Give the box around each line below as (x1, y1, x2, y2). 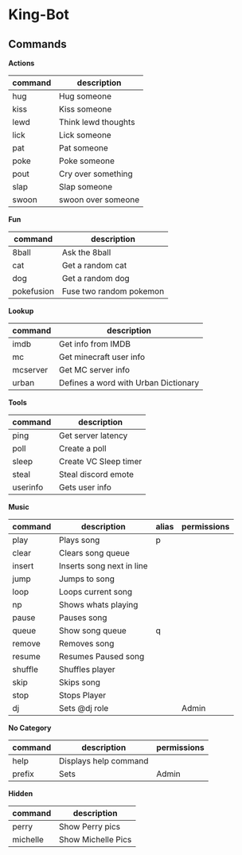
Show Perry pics (58, 822, 121, 832)
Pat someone (58, 142, 109, 153)
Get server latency (58, 430, 128, 441)
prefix (12, 768, 34, 779)
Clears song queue (58, 548, 130, 558)
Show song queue (58, 625, 127, 636)
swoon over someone (58, 194, 140, 205)
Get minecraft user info (58, 352, 146, 362)
